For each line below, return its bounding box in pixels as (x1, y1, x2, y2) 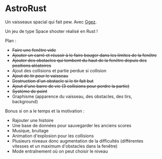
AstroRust (5, 3, 47, 14)
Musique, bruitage (12, 127, 49, 133)
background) (12, 98, 38, 104)
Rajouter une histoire (12, 117, 54, 123)
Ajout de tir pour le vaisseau (12, 73, 69, 79)
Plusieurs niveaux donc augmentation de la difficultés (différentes (12, 138, 144, 143)
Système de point (12, 88, 48, 94)
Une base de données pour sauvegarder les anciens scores (12, 122, 132, 128)
